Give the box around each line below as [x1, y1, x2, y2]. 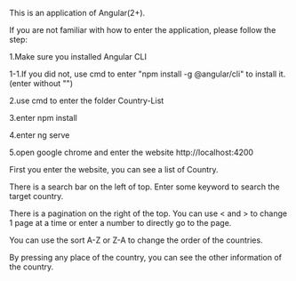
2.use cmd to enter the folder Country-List [9, 95, 164, 106]
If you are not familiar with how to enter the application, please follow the [9, 25, 276, 35]
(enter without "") [9, 78, 74, 88]
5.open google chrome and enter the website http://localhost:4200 [9, 147, 254, 157]
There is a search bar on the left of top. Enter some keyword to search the [9, 181, 280, 192]
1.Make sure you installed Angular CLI [9, 52, 147, 61]
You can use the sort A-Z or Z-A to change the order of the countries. [9, 235, 264, 245]
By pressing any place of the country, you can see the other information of [9, 253, 283, 262]
